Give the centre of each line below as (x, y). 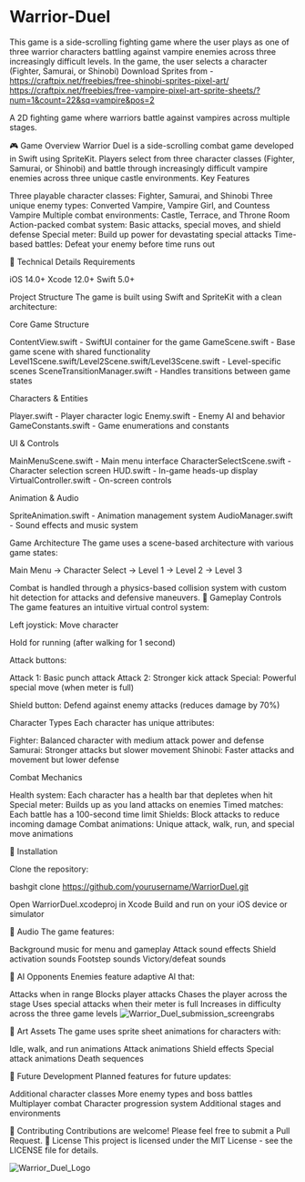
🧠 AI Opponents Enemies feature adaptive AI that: (102, 976)
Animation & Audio (44, 497)
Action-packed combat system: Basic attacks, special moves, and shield (145, 224)
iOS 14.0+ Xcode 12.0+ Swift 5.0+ (72, 279)
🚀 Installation (34, 851)
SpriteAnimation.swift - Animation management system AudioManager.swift (151, 515)
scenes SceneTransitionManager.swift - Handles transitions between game (150, 371)
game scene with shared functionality (80, 352)
